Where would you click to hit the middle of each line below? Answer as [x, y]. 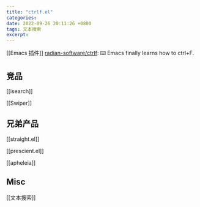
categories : [21, 18]
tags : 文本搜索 [24, 29]
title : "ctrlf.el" [30, 12]
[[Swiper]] [19, 103]
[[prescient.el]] [25, 151]
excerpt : [17, 35]
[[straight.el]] [23, 139]
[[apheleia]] [21, 162]
